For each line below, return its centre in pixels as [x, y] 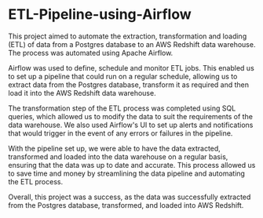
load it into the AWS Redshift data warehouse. [82, 93]
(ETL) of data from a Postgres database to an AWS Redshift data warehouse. [132, 44]
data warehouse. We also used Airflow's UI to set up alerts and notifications [131, 125]
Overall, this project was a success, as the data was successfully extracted [130, 197]
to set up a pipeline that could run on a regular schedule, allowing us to [123, 76]
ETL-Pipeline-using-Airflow [100, 15]
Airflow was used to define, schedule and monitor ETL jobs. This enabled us [131, 67]
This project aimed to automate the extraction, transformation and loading [128, 36]
